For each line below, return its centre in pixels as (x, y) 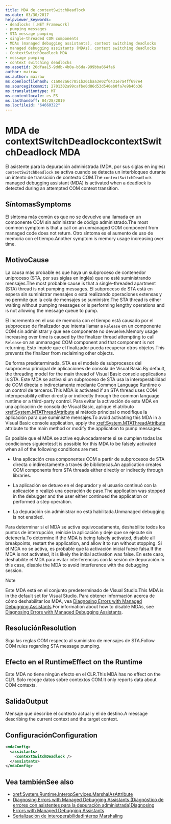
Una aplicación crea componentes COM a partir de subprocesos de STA (89, 459)
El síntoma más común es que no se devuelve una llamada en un (73, 217)
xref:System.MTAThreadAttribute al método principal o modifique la (76, 412)
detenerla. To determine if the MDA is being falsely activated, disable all (80, 538)
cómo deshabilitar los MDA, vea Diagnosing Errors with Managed (74, 601)
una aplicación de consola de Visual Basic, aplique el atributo (70, 406)
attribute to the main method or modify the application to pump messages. (83, 428)
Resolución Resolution (41, 628)
